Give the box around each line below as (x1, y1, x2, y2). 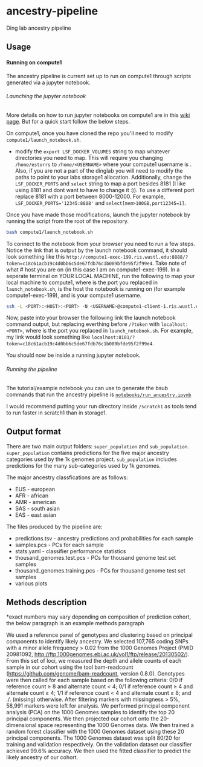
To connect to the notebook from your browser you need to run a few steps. (6, 240, 195, 247)
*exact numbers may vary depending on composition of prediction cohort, (6, 613, 192, 620)
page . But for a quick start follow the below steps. (6, 118, 130, 125)
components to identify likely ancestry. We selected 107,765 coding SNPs (6, 638, 189, 645)
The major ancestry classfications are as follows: (6, 474, 128, 481)
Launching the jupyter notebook (6, 93, 86, 100)
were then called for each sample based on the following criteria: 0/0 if (6, 677, 183, 684)
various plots (14, 580, 48, 587)
